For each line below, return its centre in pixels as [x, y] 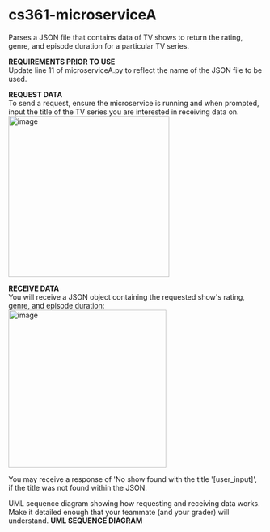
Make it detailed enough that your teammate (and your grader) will [119, 512]
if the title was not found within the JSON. [78, 487]
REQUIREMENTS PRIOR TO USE [62, 62]
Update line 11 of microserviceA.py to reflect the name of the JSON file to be [135, 70]
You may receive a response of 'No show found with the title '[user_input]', [133, 479]
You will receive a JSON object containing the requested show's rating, [127, 296]
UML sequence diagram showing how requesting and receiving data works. [134, 503]
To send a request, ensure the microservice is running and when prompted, [134, 103]
